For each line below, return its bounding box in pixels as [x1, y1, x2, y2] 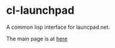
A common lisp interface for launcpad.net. [6, 23, 110, 31]
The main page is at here [6, 35, 68, 42]
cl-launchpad [6, 4, 75, 17]
